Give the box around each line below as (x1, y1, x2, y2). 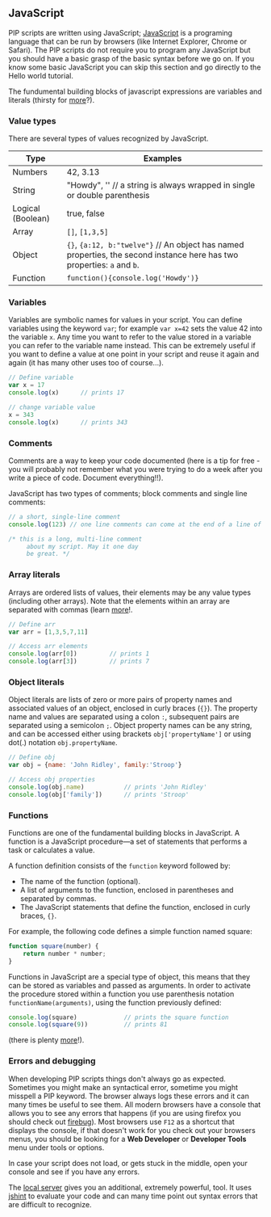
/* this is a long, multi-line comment (8, 535, 143, 543)
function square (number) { (8, 941, 99, 950)
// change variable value (8, 403, 95, 411)
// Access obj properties (8, 776, 95, 784)
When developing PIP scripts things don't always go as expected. (8, 1074, 226, 1084)
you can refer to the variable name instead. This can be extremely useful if (8, 341, 256, 351)
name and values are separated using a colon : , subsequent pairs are (8, 712, 240, 722)
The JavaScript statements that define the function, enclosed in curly (19, 902, 251, 912)
